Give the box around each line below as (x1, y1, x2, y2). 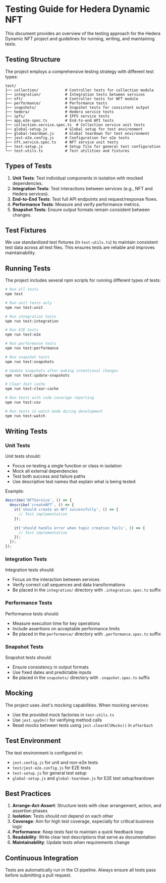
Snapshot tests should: (5, 654, 52, 660)
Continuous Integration (5, 854, 78, 862)
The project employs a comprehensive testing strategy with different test (5, 68, 154, 74)
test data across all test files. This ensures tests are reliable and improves (5, 244, 155, 251)
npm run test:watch (5, 413, 46, 418)
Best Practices (5, 789, 51, 798)
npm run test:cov (5, 400, 41, 405)
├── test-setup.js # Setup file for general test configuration (5, 144, 161, 149)
